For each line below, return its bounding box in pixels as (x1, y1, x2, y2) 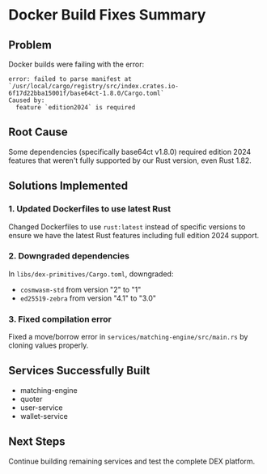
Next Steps (8, 435, 66, 449)
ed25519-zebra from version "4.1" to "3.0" (19, 293, 156, 303)
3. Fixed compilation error (8, 314, 112, 325)
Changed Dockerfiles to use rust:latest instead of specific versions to (8, 221, 246, 232)
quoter (19, 394, 43, 404)
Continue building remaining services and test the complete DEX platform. (8, 456, 256, 466)
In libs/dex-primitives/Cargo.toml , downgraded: (8, 269, 174, 279)
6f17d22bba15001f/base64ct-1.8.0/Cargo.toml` (8, 89, 164, 97)
